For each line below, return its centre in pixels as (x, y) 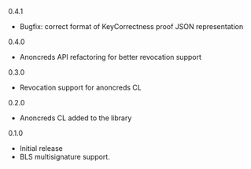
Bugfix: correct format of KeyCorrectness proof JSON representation (131, 26)
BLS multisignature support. (65, 157)
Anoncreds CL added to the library (76, 118)
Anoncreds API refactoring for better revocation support (111, 57)
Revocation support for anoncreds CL (80, 87)
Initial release (41, 148)
